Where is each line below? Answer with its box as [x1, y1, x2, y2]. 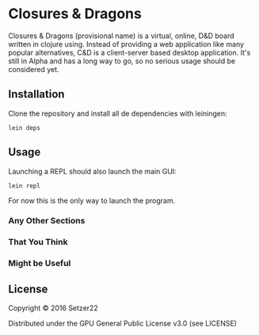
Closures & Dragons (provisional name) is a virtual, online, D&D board [8, 31, 235, 40]
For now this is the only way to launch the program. [8, 196, 176, 205]
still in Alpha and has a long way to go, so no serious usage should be [8, 56, 236, 66]
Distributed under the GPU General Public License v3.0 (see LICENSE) [8, 318, 238, 329]
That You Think [8, 237, 68, 248]
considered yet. [8, 64, 59, 74]
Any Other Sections [8, 215, 86, 227]
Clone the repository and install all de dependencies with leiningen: [8, 108, 227, 118]
